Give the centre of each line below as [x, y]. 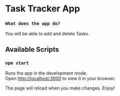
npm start [17, 63]
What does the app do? [33, 24]
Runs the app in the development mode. [46, 73]
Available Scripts [32, 49]
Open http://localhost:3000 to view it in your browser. [60, 79]
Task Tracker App [42, 9]
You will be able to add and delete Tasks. [47, 34]
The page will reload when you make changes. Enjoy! [60, 88]
